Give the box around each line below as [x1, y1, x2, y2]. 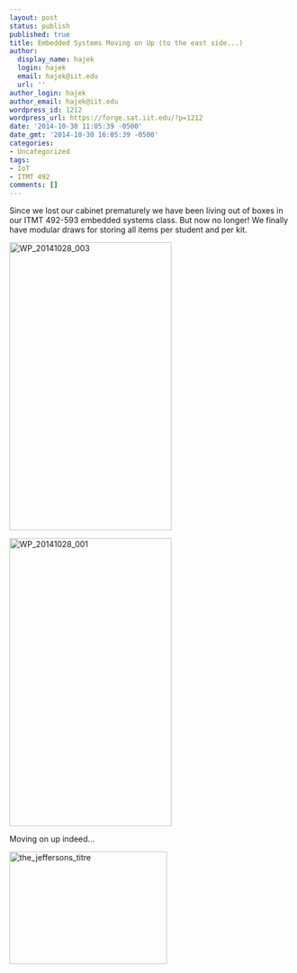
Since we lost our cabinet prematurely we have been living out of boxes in [9, 205, 283, 216]
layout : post [9, 13, 58, 23]
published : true [9, 30, 70, 39]
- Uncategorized [9, 147, 70, 156]
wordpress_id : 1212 [9, 105, 83, 114]
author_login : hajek [9, 88, 87, 97]
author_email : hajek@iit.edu [9, 96, 119, 106]
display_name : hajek [17, 55, 94, 64]
